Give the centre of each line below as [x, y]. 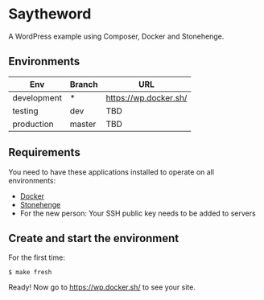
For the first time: [37, 257]
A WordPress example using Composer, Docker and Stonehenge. [116, 36]
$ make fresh [30, 273]
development [37, 97]
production [33, 124]
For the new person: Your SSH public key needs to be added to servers [138, 213]
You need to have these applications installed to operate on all [111, 172]
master [83, 124]
